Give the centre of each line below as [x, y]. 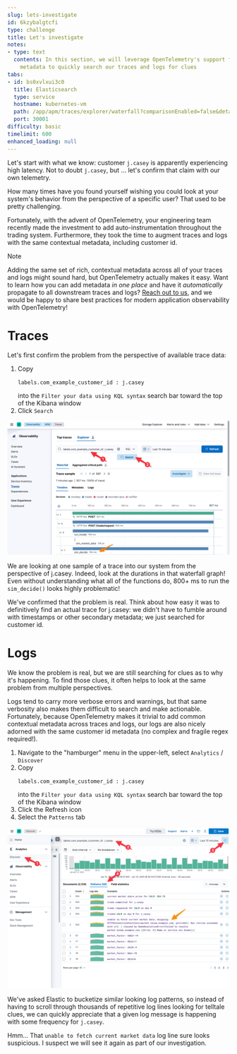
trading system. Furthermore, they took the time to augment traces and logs [117, 235]
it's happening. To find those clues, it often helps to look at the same [107, 680]
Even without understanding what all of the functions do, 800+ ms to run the [119, 581]
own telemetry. [29, 177]
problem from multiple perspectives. [60, 688]
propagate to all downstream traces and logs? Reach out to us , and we [110, 292]
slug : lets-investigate [42, 15]
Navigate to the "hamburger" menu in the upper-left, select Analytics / [120, 753]
